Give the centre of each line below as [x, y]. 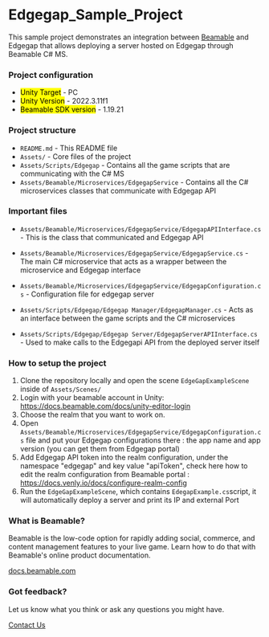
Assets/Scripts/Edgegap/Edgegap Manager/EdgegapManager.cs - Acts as [137, 309]
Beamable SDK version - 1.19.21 [72, 109]
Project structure [42, 130]
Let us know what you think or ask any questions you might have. [116, 609]
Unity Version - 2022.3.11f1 [64, 101]
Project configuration [51, 75]
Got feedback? [38, 592]
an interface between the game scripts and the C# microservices [127, 318]
